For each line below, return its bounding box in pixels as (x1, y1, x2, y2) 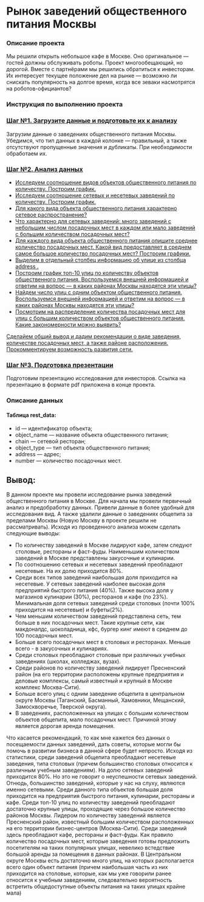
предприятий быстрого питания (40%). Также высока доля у (15, 587, 174, 594)
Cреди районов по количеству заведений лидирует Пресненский (15, 664, 186, 671)
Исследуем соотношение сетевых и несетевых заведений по (15, 192, 175, 199)
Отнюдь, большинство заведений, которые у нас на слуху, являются (6, 780, 185, 787)
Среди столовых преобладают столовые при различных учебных (15, 651, 186, 659)
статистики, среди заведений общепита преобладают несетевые (6, 754, 176, 761)
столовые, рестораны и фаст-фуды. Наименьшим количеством (15, 548, 180, 555)
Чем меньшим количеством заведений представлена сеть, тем (15, 612, 181, 620)
